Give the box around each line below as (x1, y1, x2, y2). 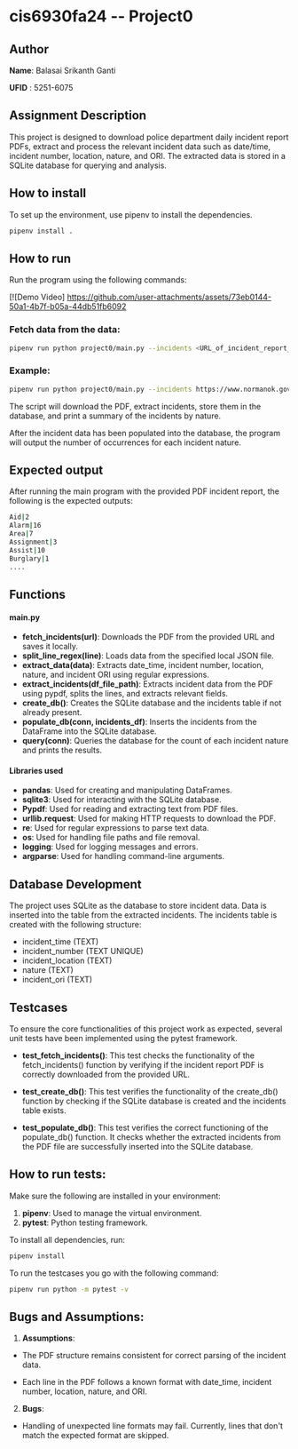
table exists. (21, 1105, 67, 1116)
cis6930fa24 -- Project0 (9, 6, 193, 27)
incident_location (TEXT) (21, 955, 113, 966)
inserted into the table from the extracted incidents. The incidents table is (9, 910, 278, 920)
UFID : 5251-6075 (9, 83, 74, 92)
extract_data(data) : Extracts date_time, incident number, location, (21, 660, 264, 671)
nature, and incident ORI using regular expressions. (21, 669, 210, 681)
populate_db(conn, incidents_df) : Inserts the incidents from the (21, 717, 257, 728)
